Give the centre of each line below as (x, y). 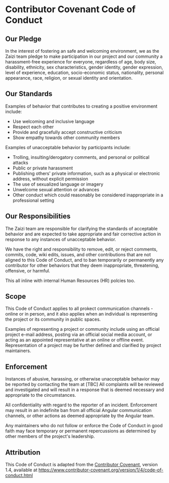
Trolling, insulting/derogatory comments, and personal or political (81, 157)
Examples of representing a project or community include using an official (82, 329)
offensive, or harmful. (28, 270)
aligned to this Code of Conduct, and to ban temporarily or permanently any (84, 260)
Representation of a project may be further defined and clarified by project (83, 346)
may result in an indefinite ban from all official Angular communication (78, 410)
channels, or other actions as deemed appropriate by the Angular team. (80, 416)
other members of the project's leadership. (50, 436)
